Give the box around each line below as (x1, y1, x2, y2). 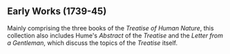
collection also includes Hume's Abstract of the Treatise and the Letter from (7, 31, 223, 39)
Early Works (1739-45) (7, 6, 107, 17)
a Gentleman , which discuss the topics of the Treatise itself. (7, 38, 178, 47)
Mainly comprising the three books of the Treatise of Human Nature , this (7, 24, 214, 32)
